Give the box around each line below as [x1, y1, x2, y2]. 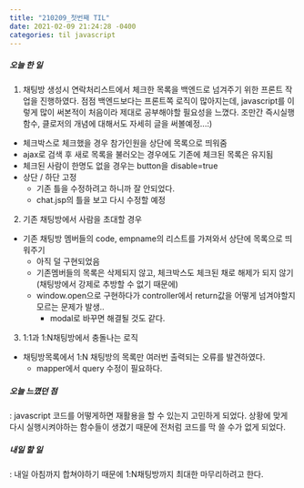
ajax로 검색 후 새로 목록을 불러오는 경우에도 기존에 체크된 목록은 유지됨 [22, 149, 274, 160]
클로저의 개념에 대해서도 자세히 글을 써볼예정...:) [42, 118, 213, 129]
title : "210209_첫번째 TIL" [9, 13, 111, 23]
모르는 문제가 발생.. [35, 301, 105, 312]
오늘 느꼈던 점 [9, 385, 57, 396]
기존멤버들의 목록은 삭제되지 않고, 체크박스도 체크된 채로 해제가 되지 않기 [35, 268, 294, 279]
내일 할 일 [9, 443, 44, 455]
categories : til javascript [9, 30, 117, 39]
